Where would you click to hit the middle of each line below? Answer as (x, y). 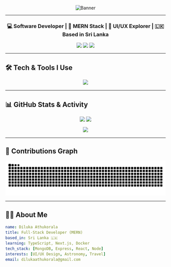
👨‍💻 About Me (26, 215)
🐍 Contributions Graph (41, 151)
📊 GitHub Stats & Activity (47, 104)
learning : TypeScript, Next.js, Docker (48, 243)
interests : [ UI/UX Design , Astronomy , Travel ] (55, 254)
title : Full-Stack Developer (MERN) (44, 233)
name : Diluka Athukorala (32, 227)
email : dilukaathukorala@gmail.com (43, 259)
